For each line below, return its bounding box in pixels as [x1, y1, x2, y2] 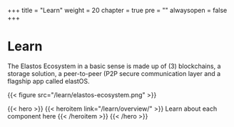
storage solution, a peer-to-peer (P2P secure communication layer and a [7, 69, 221, 77]
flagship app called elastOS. [7, 77, 91, 85]
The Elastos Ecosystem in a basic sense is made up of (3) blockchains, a [7, 62, 221, 70]
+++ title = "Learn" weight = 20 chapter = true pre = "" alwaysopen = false [7, 6, 228, 14]
